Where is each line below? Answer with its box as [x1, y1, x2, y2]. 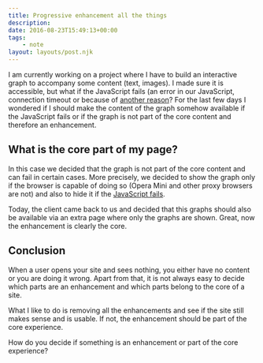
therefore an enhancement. [8, 120, 97, 129]
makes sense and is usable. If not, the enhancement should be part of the [8, 313, 247, 324]
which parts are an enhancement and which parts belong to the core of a [8, 282, 246, 291]
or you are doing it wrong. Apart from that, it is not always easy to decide [8, 273, 246, 283]
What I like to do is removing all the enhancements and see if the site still [8, 305, 244, 315]
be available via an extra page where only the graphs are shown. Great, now [8, 212, 255, 222]
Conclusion [8, 244, 66, 257]
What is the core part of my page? [8, 143, 179, 156]
